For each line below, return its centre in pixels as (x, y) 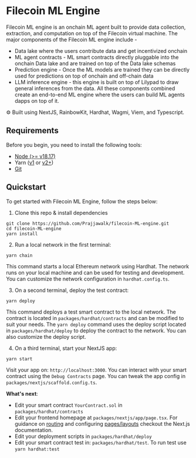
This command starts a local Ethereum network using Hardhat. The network (98, 266)
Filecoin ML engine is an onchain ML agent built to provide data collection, (96, 27)
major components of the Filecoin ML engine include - (72, 39)
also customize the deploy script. (46, 336)
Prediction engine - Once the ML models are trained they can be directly (102, 69)
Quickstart (26, 187)
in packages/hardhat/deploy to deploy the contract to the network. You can (96, 331)
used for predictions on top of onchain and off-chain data (84, 76)
